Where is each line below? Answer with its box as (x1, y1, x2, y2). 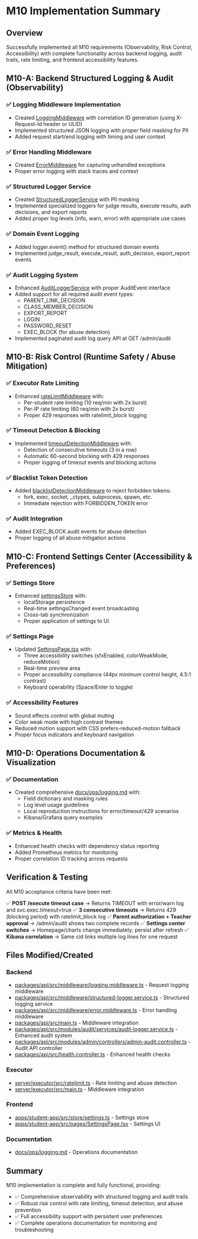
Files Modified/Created (6, 950, 94, 960)
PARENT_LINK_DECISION (23, 297, 86, 304)
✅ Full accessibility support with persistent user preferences (14, 1212, 163, 1219)
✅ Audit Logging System (6, 270, 78, 279)
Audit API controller (14, 1045, 63, 1052)
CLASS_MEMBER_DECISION (23, 303, 93, 310)
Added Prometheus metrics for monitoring (14, 849, 119, 856)
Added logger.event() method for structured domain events (14, 243, 159, 250)
